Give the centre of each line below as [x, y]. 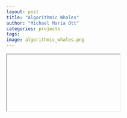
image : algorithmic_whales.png [45, 40]
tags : [13, 34]
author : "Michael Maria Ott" [43, 23]
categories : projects [33, 29]
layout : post [23, 12]
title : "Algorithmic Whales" [43, 17]
